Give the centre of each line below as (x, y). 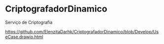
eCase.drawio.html (24, 37)
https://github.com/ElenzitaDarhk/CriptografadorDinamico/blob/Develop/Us (82, 31)
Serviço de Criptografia (29, 22)
